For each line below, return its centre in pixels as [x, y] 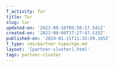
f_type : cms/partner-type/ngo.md [47, 44]
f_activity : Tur [26, 11]
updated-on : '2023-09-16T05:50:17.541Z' [56, 28]
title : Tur [19, 17]
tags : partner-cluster [34, 55]
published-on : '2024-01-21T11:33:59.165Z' [58, 38]
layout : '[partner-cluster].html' [48, 50]
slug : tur [18, 22]
